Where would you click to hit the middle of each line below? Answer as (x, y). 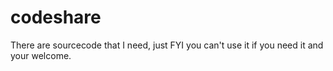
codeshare (56, 17)
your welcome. (41, 55)
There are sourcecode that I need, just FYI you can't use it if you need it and (167, 45)
